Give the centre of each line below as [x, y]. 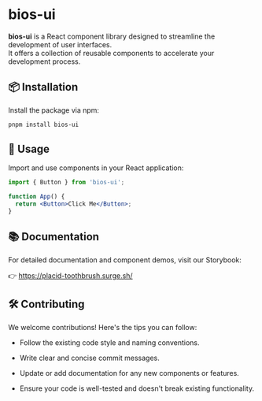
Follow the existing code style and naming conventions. [109, 342]
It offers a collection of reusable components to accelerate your [111, 53]
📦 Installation [43, 87]
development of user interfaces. [60, 44]
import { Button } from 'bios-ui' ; [66, 183]
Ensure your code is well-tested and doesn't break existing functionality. [137, 388]
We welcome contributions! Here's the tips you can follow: [103, 327]
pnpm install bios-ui [44, 124]
